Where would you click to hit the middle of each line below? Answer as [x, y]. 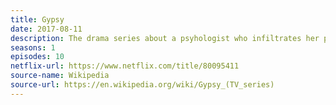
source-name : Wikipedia [60, 76]
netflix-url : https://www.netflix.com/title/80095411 [125, 66]
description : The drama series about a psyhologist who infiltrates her [165, 38]
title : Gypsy [37, 19]
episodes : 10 [37, 57]
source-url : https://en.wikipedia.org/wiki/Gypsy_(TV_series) [142, 85]
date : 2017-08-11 [46, 29]
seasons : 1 [33, 47]
